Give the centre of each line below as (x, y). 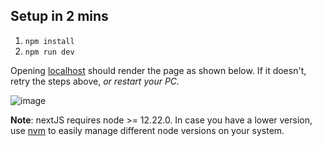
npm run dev (49, 52)
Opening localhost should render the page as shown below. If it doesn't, (158, 70)
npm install (49, 41)
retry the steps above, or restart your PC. (95, 81)
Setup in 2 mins (59, 16)
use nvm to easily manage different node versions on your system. (147, 130)
